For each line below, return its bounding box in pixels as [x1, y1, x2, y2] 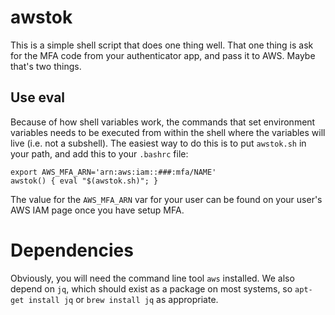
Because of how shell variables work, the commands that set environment [10, 116, 316, 128]
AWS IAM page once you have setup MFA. [10, 204, 185, 216]
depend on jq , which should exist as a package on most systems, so [10, 282, 293, 295]
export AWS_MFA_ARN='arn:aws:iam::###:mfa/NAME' [10, 167, 217, 177]
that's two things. [10, 60, 82, 72]
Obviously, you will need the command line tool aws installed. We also [10, 272, 295, 284]
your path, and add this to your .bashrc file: [10, 147, 189, 160]
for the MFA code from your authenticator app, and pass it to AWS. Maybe [10, 49, 316, 61]
